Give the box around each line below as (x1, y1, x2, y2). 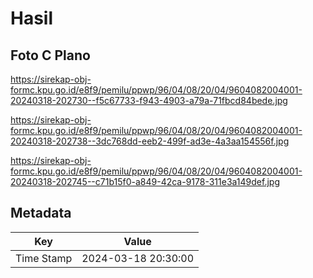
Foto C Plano (10, 47, 91, 64)
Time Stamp (15, 251, 73, 265)
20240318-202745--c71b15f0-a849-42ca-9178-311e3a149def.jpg (10, 176, 280, 187)
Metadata (10, 205, 72, 222)
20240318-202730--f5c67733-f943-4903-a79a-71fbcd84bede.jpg (10, 95, 288, 106)
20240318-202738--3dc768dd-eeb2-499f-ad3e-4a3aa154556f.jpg (10, 135, 290, 147)
